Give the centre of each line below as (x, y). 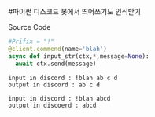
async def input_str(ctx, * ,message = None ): (79, 56)
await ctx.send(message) (56, 64)
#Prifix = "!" (31, 42)
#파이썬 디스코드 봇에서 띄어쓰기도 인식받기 (75, 11)
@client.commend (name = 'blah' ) (58, 49)
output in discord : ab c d (54, 85)
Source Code (30, 27)
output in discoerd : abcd (52, 105)
